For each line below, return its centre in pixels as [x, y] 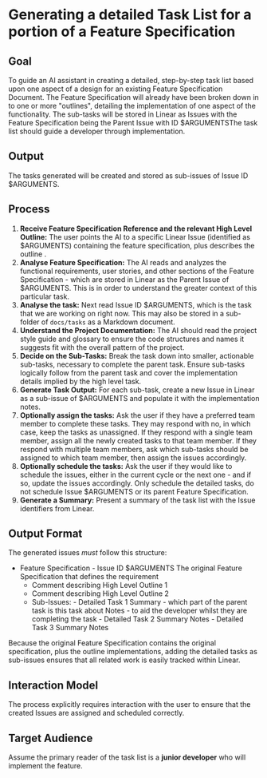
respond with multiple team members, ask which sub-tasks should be [134, 449]
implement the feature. [45, 766]
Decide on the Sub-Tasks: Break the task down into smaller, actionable [137, 355]
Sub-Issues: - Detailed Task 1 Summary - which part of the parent [139, 602]
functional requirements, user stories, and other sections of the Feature [137, 271]
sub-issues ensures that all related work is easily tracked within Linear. [124, 660]
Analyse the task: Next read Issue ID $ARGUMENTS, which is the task [136, 304]
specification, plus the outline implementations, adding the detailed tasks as [133, 652]
